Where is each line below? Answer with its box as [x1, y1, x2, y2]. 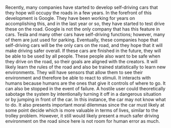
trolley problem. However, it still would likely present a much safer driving [5, 113, 159, 119]
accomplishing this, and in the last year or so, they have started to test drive [5, 20, 165, 27]
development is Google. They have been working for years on [5, 15, 135, 21]
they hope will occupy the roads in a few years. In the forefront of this [5, 10, 152, 16]
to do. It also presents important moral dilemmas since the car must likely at [5, 102, 165, 108]
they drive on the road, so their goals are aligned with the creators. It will [5, 59, 158, 64]
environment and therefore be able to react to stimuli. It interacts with [5, 75, 151, 81]
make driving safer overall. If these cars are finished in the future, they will [5, 48, 161, 54]
